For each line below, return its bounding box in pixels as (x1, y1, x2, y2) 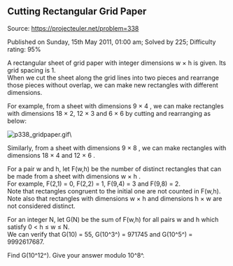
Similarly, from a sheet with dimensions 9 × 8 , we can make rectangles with (7, 143, 227, 152)
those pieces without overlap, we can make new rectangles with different (7, 80, 218, 89)
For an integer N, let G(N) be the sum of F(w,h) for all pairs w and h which (7, 215, 219, 223)
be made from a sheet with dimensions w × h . (7, 172, 141, 180)
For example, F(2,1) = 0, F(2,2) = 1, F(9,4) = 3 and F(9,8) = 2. (7, 179, 181, 188)
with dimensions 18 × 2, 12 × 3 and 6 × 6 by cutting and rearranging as (7, 109, 211, 117)
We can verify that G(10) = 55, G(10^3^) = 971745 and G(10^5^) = (7, 230, 193, 238)
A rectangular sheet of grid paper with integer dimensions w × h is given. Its (7, 59, 226, 67)
